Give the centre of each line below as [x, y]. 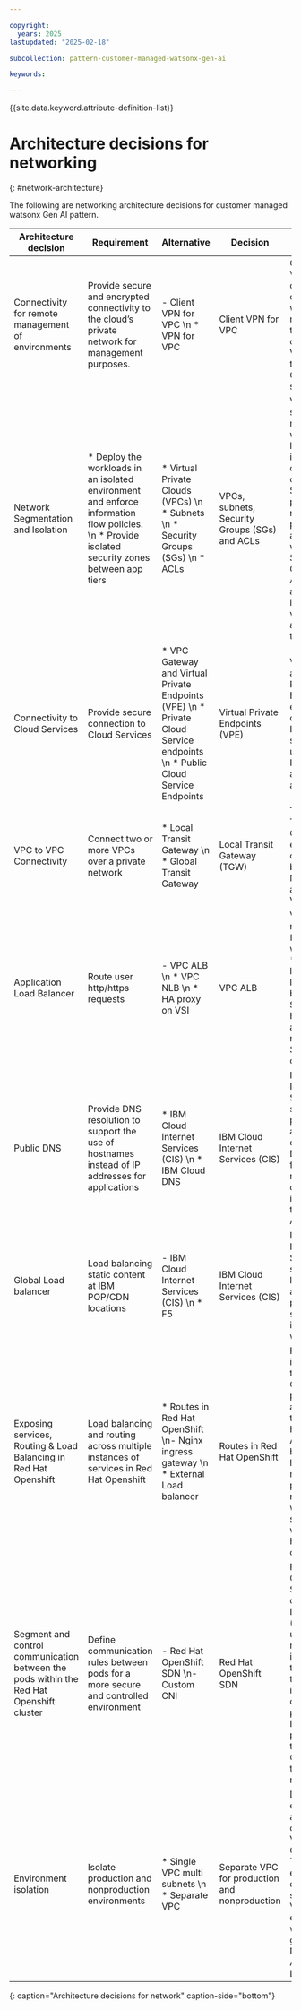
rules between [117, 1662]
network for [112, 341]
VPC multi [182, 1873]
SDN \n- [179, 1674]
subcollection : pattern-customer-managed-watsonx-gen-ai [118, 58]
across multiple [120, 1446]
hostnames [111, 1154]
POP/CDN [108, 1298]
